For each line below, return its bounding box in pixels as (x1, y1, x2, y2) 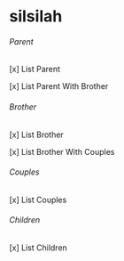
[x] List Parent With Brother (9, 81, 109, 92)
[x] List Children (9, 242, 68, 253)
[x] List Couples (9, 194, 67, 205)
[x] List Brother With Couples (9, 146, 115, 157)
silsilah (9, 6, 63, 27)
